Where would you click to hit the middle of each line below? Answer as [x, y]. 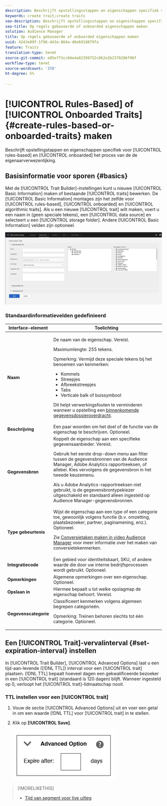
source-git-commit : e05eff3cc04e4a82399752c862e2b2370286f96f [71, 58]
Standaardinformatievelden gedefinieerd [55, 316]
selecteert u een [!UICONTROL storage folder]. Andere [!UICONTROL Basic [82, 220]
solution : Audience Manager [34, 32]
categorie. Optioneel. [75, 621]
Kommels [70, 374]
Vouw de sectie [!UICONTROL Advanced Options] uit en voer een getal [85, 708]
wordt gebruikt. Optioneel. [80, 570]
